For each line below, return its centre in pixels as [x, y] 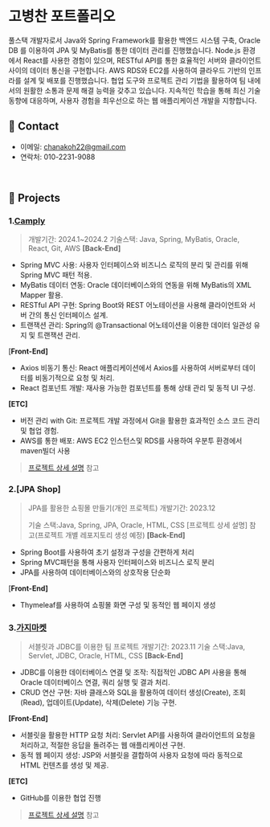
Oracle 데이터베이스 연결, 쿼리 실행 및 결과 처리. [95, 682]
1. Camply [27, 221]
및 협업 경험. [39, 431]
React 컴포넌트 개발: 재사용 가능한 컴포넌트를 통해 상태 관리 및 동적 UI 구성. [137, 388]
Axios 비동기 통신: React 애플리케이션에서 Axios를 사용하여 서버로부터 [130, 368]
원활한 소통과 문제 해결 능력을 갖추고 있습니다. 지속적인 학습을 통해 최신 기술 [142, 90]
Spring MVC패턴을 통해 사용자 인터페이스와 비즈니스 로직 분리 [117, 562]
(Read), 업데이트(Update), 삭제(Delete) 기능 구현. [98, 702]
